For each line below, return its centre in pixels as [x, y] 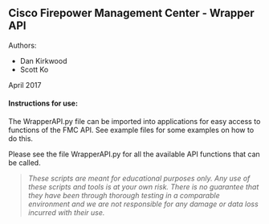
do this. [21, 139]
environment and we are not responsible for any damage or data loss [143, 204]
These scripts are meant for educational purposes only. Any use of [139, 178]
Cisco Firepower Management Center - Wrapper [131, 13]
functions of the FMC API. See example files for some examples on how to [131, 130]
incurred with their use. [66, 213]
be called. [25, 163]
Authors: [22, 45]
